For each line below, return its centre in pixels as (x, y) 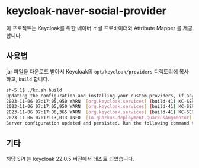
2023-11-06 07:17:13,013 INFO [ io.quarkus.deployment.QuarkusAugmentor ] (99, 118)
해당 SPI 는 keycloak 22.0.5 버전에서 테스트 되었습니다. (70, 159)
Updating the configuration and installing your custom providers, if (95, 96)
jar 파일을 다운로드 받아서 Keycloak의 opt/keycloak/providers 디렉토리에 (92, 71)
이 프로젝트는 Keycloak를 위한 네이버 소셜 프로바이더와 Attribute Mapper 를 (94, 28)
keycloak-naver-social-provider (86, 11)
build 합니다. (34, 79)
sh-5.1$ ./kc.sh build (34, 90)
